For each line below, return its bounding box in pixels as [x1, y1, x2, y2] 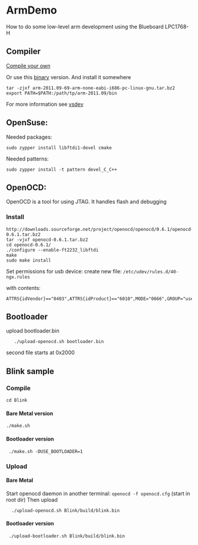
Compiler [6, 47, 41, 57]
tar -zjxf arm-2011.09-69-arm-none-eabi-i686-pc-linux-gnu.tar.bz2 [6, 85, 176, 91]
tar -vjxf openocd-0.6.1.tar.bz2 [6, 237, 88, 243]
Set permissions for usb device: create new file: [6, 267, 122, 275]
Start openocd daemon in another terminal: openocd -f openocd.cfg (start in [6, 489, 190, 497]
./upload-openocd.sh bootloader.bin [14, 339, 104, 345]
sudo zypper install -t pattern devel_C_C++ [6, 167, 117, 172]
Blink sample [6, 366, 55, 376]
